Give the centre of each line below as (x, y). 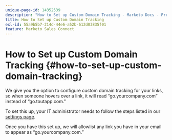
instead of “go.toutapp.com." (36, 102)
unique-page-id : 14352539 (33, 10)
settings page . (20, 117)
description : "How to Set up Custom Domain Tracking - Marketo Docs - (82, 15)
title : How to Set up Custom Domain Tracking (55, 19)
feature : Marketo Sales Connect (40, 29)
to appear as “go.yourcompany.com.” (45, 132)
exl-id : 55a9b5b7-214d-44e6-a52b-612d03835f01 (56, 24)
